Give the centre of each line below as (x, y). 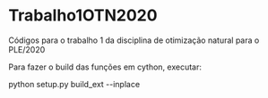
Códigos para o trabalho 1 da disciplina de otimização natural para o (134, 40)
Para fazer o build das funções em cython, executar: (105, 67)
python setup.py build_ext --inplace (74, 84)
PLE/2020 (27, 49)
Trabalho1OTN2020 (83, 16)
